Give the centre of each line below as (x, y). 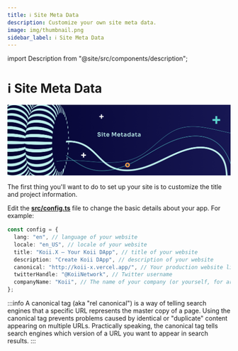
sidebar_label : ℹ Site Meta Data (56, 38)
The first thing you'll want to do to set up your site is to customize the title (114, 187)
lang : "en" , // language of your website (76, 237)
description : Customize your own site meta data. (82, 22)
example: (21, 216)
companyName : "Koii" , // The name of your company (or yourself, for (118, 282)
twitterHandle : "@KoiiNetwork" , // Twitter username (93, 275)
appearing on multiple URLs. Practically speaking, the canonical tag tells (113, 326)
